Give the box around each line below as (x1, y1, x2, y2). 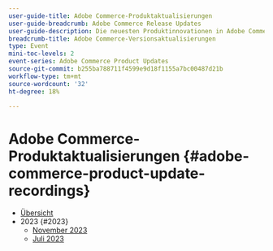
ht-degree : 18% (8, 87, 60, 96)
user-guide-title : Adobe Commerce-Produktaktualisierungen (8, 11, 213, 20)
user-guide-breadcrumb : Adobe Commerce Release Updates (8, 19, 201, 28)
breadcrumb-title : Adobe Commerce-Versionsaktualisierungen (8, 34, 217, 43)
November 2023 (32, 225, 88, 236)
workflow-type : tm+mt (8, 72, 82, 80)
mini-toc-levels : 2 (8, 50, 75, 58)
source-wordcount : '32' (8, 80, 89, 88)
